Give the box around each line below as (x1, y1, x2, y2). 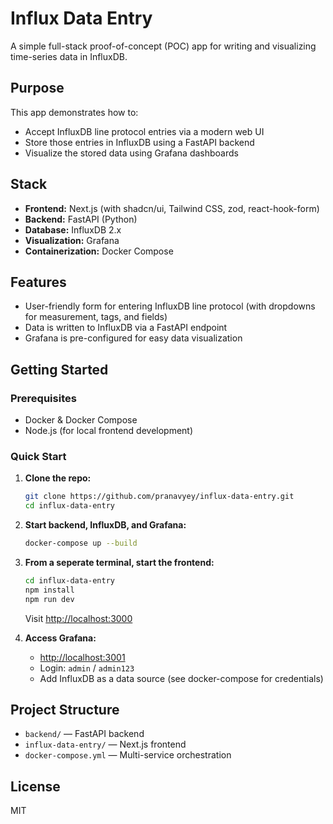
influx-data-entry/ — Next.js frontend (24, 738, 187, 751)
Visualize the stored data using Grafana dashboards (24, 147, 239, 159)
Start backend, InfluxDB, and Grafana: (24, 519, 187, 531)
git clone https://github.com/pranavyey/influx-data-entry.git (24, 492, 295, 502)
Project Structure (10, 702, 120, 718)
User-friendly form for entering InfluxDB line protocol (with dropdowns (24, 300, 316, 312)
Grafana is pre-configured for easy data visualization (24, 332, 243, 344)
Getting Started (10, 361, 109, 378)
